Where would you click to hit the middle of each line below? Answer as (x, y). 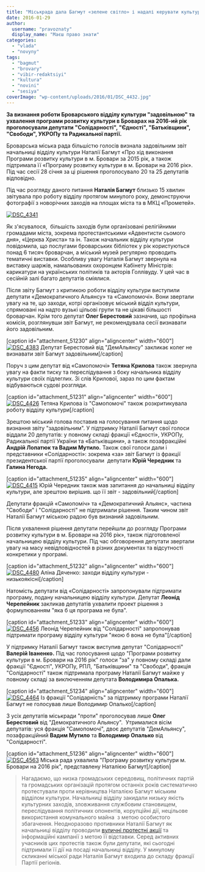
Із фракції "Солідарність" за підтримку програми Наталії (114, 697)
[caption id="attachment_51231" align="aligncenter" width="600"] (89, 396)
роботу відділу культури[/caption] (50, 410)
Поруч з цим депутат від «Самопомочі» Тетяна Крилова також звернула (102, 365)
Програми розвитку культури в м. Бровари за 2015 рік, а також (89, 159)
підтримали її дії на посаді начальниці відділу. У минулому (98, 849)
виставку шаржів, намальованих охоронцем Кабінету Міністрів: (90, 265)
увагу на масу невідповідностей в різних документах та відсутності (95, 548)
